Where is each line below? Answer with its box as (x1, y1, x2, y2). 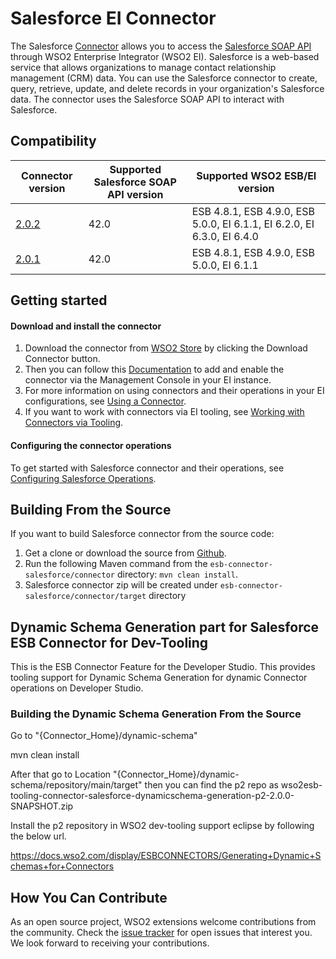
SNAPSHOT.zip (10, 800, 74, 812)
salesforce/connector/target (24, 592, 147, 602)
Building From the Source (10, 501, 172, 518)
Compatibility (10, 133, 97, 150)
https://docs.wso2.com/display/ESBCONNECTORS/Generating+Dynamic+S (10, 850, 322, 862)
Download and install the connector (10, 320, 162, 332)
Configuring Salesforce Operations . (10, 472, 157, 484)
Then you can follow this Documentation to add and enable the (24, 363, 285, 376)
